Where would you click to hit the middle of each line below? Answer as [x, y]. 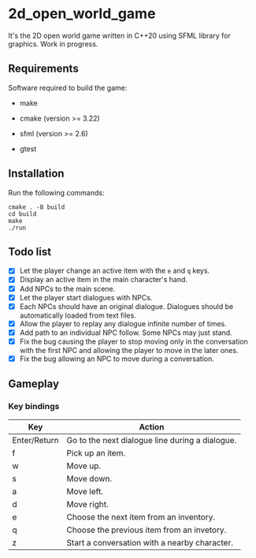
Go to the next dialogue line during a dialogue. [152, 440]
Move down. [89, 478]
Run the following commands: [56, 192]
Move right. [87, 504]
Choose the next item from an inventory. [141, 517]
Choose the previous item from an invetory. [147, 530]
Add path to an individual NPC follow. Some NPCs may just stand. [126, 333]
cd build [22, 214]
